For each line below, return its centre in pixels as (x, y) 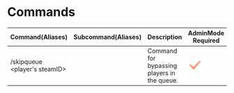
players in (161, 73)
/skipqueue (26, 62)
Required (206, 41)
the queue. (163, 80)
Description (165, 37)
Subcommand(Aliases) (108, 37)
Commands (41, 12)
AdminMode (206, 33)
